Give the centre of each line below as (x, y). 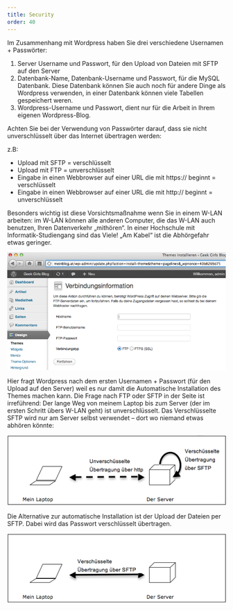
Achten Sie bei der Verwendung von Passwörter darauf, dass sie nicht (107, 128)
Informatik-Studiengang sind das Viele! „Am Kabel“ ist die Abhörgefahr (108, 235)
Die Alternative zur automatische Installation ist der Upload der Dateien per (114, 516)
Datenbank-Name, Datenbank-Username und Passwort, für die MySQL (119, 78)
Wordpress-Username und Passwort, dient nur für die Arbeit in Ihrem (116, 107)
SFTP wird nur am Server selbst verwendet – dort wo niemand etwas (105, 418)
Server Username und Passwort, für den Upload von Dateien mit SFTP (118, 63)
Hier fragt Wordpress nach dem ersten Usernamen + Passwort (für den (109, 381)
